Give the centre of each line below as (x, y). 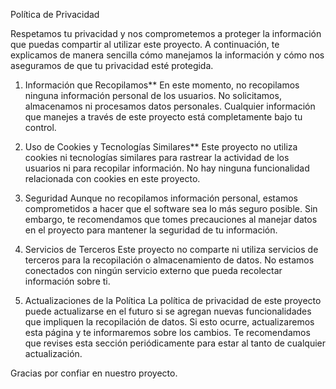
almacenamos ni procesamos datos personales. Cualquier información (170, 106)
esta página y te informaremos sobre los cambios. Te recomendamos (167, 332)
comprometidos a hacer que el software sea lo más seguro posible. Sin (171, 208)
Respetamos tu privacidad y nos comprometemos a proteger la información (166, 33)
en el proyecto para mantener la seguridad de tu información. (151, 230)
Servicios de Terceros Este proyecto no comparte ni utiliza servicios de (171, 249)
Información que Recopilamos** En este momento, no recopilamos (162, 85)
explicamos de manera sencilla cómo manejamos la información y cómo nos (167, 55)
